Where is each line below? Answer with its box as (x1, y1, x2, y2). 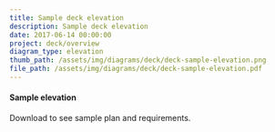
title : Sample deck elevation (9, 13, 125, 23)
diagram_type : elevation (9, 47, 104, 56)
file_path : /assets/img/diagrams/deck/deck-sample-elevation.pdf (9, 65, 262, 74)
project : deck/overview (9, 38, 100, 48)
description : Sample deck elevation (9, 22, 148, 31)
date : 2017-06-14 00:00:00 (9, 30, 112, 39)
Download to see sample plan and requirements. (9, 113, 191, 124)
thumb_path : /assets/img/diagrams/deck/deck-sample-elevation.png (9, 56, 267, 65)
